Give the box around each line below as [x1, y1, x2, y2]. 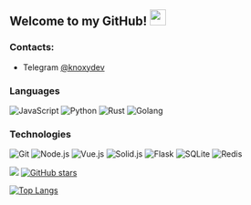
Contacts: [9, 41, 55, 54]
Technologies [9, 128, 71, 140]
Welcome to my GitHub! [9, 14, 148, 29]
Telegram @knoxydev [22, 61, 105, 73]
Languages [9, 84, 61, 97]
